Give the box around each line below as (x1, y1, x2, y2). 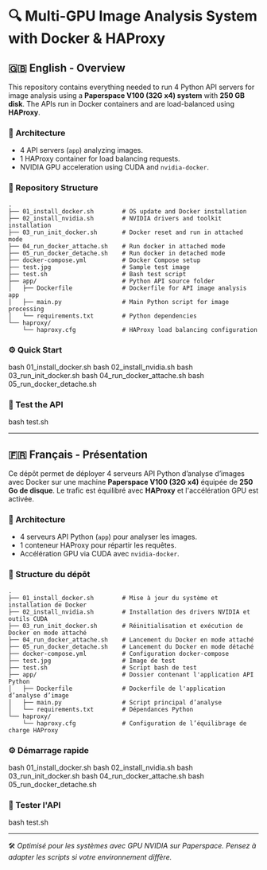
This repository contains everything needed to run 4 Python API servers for (8, 82, 255, 92)
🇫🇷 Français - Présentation (8, 447, 149, 461)
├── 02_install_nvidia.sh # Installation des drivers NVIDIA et (8, 607, 250, 616)
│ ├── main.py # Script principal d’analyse (8, 698, 222, 706)
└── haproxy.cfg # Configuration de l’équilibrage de (22, 719, 247, 728)
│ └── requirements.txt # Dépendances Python (8, 705, 194, 713)
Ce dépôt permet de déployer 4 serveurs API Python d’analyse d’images (8, 469, 245, 478)
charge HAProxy (8, 726, 59, 734)
